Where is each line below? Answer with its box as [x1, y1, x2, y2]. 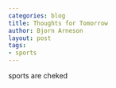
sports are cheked [8, 71, 68, 80]
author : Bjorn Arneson [8, 26, 83, 34]
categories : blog [8, 11, 66, 20]
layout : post [8, 34, 52, 42]
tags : [8, 42, 26, 50]
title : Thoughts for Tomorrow [8, 19, 109, 27]
